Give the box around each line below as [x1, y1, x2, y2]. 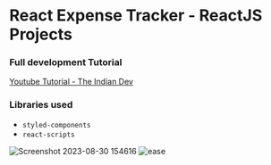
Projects [9, 24, 73, 45]
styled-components [21, 120, 91, 129]
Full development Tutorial [9, 56, 123, 69]
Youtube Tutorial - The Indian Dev [9, 77, 134, 87]
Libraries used [9, 99, 73, 111]
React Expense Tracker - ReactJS [9, 5, 263, 26]
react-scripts [21, 130, 75, 139]
